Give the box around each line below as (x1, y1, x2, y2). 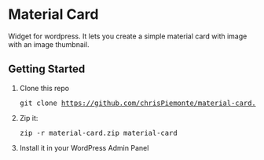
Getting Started (8, 63, 86, 76)
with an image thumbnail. (8, 39, 90, 49)
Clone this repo (19, 83, 69, 93)
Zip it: (19, 113, 38, 122)
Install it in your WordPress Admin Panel (19, 143, 149, 152)
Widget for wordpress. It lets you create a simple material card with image (8, 31, 247, 41)
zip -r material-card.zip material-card (19, 128, 178, 137)
